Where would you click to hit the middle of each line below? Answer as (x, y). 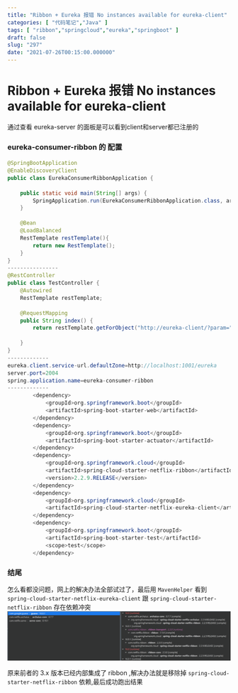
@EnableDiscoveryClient (42, 171)
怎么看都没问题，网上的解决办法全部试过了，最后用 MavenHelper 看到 (107, 589)
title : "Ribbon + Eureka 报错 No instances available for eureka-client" (118, 15)
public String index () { (57, 321)
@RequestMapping (44, 313)
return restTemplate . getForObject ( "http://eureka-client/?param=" (133, 328)
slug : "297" (25, 45)
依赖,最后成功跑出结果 (111, 682)
